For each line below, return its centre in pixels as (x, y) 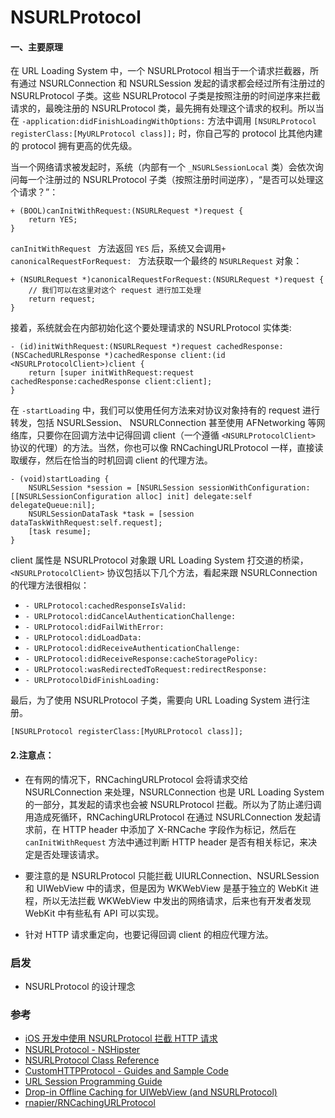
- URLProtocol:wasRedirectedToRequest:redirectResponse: (146, 670)
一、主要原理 (36, 47)
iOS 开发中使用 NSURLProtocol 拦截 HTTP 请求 (121, 1038)
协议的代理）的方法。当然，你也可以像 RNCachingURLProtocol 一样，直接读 (167, 448)
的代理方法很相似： (50, 585)
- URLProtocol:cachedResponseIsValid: (105, 606)
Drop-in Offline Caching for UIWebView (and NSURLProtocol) (151, 1092)
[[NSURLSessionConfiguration (71, 497)
